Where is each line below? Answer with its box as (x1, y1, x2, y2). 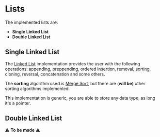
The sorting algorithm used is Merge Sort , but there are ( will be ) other (5, 80, 145, 86)
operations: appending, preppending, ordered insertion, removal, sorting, (5, 66, 151, 72)
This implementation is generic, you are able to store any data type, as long (5, 95, 156, 101)
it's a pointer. (5, 100, 31, 106)
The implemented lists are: (5, 19, 58, 25)
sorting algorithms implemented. (5, 86, 70, 91)
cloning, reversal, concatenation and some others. (5, 71, 105, 77)
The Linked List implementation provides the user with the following (5, 61, 141, 66)
